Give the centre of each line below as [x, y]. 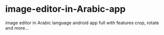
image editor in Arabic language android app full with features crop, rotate [82, 23]
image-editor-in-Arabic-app [66, 9]
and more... [17, 28]
